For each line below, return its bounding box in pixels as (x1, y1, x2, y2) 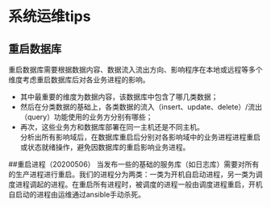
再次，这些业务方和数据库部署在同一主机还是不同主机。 (19, 122, 204, 131)
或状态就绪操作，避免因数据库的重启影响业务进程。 (19, 143, 190, 151)
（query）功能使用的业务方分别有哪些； (19, 112, 153, 122)
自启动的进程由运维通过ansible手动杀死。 (8, 190, 146, 199)
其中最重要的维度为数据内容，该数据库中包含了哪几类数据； (19, 92, 219, 101)
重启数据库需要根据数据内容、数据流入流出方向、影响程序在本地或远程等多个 (8, 65, 263, 74)
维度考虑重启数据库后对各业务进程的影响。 (8, 75, 150, 85)
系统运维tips (8, 7, 91, 26)
